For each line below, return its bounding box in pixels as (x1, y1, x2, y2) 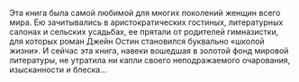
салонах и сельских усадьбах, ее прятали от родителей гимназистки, (9, 27, 279, 37)
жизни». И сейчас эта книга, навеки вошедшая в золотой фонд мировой (9, 45, 289, 56)
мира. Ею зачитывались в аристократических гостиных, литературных (9, 17, 284, 28)
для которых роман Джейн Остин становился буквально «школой (9, 36, 265, 46)
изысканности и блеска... (9, 64, 108, 75)
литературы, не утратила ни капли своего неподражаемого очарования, (9, 55, 291, 65)
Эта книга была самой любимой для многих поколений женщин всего (9, 8, 281, 18)
